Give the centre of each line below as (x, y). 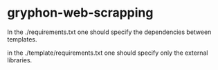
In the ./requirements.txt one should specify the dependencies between (109, 32)
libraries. (20, 60)
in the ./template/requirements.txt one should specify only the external (108, 53)
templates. (22, 39)
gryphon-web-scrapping (80, 13)
